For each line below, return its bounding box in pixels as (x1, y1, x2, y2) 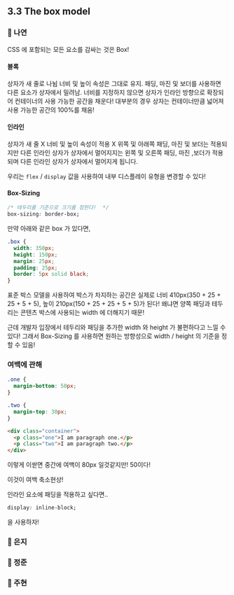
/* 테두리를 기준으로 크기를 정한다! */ (7, 204, 109, 211)
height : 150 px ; (13, 251, 58, 258)
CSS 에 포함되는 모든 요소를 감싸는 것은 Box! (7, 45, 130, 53)
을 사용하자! (7, 518, 40, 526)
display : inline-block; (7, 504, 77, 512)
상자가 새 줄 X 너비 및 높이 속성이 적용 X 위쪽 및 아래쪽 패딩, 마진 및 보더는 (7, 140, 209, 148)
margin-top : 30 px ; (13, 408, 68, 415)
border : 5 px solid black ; (13, 271, 90, 278)
